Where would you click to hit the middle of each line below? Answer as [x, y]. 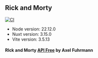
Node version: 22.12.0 [34, 29]
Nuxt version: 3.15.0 [32, 34]
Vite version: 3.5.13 [31, 39]
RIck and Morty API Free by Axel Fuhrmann [49, 50]
